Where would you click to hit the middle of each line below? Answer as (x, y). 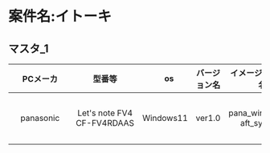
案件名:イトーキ (60, 16)
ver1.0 (208, 118)
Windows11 (165, 118)
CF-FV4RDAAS (105, 123)
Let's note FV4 (105, 113)
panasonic (40, 118)
